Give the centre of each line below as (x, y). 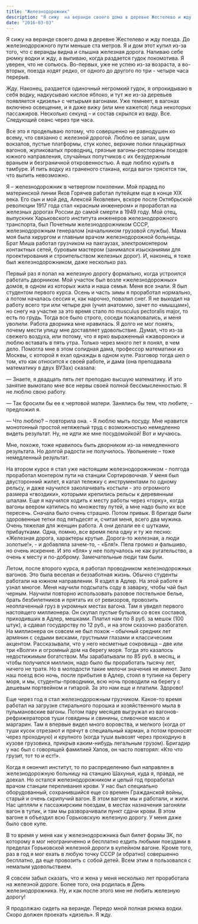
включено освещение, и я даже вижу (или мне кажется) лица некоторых (98, 108)
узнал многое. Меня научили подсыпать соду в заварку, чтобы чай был (97, 587)
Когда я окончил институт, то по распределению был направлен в (90, 767)
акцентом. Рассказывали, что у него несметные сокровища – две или (95, 644)
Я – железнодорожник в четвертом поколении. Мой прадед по (86, 187)
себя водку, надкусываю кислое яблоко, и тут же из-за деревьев (89, 95)
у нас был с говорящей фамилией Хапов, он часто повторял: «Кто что (95, 750)
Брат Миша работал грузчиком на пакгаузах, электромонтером (87, 244)
